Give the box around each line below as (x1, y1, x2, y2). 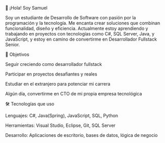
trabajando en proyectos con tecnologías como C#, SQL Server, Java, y (5, 31, 155, 37)
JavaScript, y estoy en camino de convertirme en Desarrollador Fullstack (5, 36, 157, 42)
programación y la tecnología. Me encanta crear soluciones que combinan (5, 20, 160, 26)
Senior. (5, 42, 20, 48)
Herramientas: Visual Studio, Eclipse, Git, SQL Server (5, 122, 116, 128)
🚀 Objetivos (5, 51, 29, 57)
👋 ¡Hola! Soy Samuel (5, 5, 48, 11)
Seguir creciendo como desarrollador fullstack (5, 61, 102, 67)
